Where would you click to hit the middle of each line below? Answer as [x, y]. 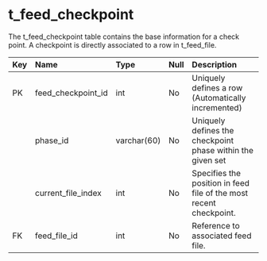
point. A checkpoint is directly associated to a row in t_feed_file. [112, 44]
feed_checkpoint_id [72, 93]
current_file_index [68, 193]
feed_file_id [56, 236]
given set [209, 160]
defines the [213, 130]
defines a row [217, 87]
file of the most [220, 193]
